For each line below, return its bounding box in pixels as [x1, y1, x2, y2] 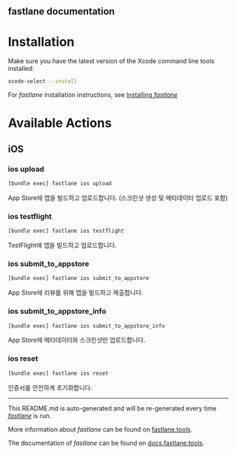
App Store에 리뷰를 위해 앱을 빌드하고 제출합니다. [8, 288, 144, 297]
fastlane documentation [8, 6, 115, 18]
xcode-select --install [8, 78, 78, 85]
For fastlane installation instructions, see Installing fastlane [8, 91, 178, 99]
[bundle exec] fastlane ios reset [8, 370, 109, 377]
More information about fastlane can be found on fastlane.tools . [8, 425, 193, 434]
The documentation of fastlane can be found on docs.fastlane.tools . [8, 439, 205, 447]
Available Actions [8, 115, 112, 131]
